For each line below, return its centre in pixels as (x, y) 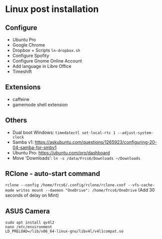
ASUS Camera (28, 211)
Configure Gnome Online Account (47, 61)
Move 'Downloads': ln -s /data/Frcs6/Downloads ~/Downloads (76, 158)
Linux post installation (52, 9)
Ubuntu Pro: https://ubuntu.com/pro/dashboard (61, 152)
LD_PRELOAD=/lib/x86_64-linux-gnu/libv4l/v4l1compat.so (64, 231)
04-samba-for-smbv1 (34, 147)
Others (16, 120)
